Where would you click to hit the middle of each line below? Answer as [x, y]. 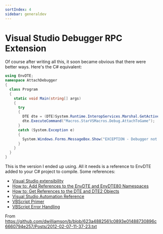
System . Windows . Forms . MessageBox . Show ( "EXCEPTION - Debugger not [90, 139]
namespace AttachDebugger [31, 81]
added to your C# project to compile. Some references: [60, 172]
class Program [24, 90]
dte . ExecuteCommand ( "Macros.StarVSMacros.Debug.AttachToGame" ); [89, 121]
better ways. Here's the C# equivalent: [44, 67]
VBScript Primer [28, 201]
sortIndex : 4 [18, 9]
